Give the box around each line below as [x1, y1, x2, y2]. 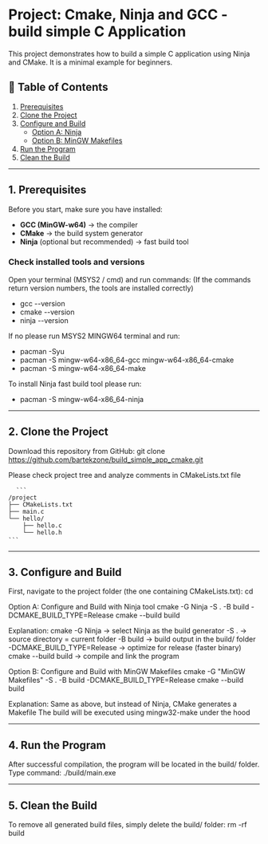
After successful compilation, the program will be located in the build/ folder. [8, 759, 260, 769]
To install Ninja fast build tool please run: [8, 379, 142, 388]
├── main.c [8, 507, 45, 515]
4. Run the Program [8, 738, 106, 751]
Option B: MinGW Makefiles [31, 136, 123, 145]
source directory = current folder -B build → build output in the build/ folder [8, 634, 256, 644]
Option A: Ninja [31, 127, 82, 136]
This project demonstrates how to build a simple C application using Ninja [8, 49, 250, 58]
